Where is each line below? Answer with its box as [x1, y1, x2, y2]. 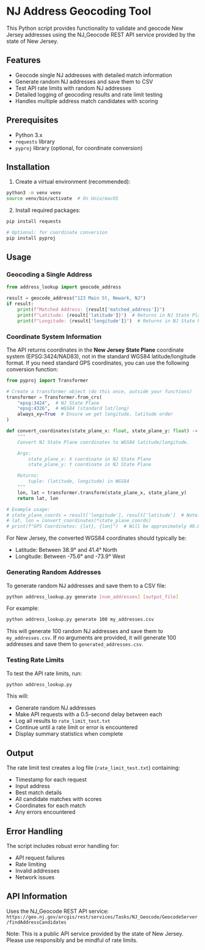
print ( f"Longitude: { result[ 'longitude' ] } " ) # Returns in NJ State [17, 317, 195, 324]
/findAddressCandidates [6, 919, 67, 926]
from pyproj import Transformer [6, 377, 88, 383]
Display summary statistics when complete [15, 730, 123, 738]
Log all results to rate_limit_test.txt [15, 717, 111, 725]
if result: [6, 301, 34, 307]
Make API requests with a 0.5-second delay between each [15, 711, 162, 718]
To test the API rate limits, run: [6, 670, 82, 677]
